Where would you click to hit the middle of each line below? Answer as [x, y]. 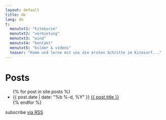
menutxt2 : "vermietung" [35, 34]
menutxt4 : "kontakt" [31, 43]
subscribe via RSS [24, 112]
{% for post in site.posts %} [41, 92]
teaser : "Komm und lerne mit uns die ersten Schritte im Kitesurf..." [86, 52]
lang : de [14, 19]
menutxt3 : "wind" [28, 39]
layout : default [22, 10]
